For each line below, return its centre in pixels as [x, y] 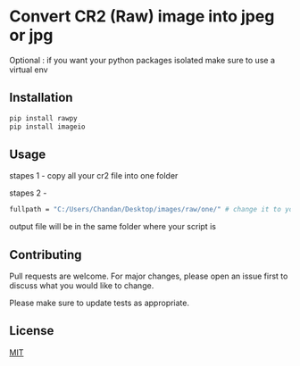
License [32, 331]
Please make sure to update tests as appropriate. [100, 303]
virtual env [29, 70]
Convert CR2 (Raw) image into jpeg [142, 17]
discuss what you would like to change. [82, 286]
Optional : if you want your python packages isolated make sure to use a [142, 60]
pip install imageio [48, 127]
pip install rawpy [43, 118]
